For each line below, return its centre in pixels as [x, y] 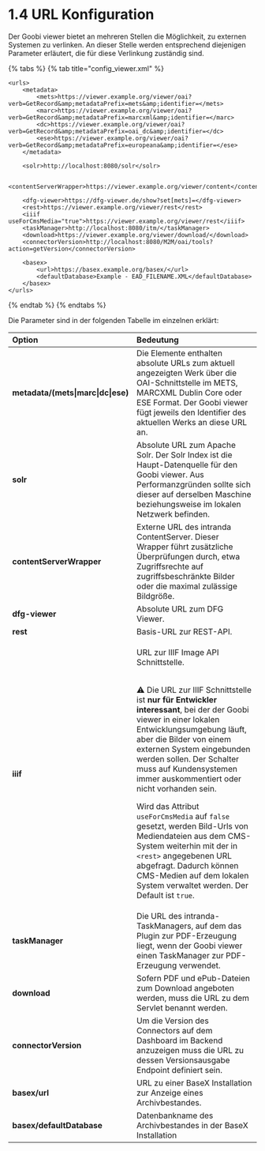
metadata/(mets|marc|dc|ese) [71, 393]
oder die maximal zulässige [187, 586]
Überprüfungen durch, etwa [188, 556]
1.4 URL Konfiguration [81, 15]
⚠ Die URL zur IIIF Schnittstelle [194, 690]
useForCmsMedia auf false [183, 816]
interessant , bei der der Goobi [193, 709]
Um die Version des [173, 1021]
